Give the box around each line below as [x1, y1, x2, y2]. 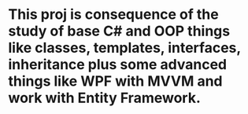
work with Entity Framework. [8, 89, 201, 107]
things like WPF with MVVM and [8, 72, 223, 90]
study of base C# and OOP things [8, 22, 231, 40]
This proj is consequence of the [8, 6, 219, 24]
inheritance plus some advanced [8, 56, 228, 74]
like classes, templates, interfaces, [8, 39, 242, 57]
